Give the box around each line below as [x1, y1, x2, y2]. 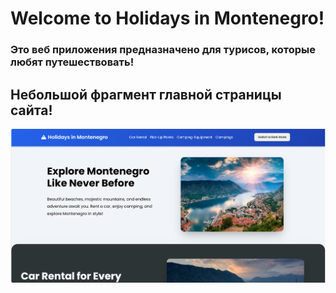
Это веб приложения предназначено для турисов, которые [10, 43, 317, 57]
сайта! [10, 102, 53, 119]
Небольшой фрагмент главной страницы [10, 86, 282, 103]
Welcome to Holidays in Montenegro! [10, 7, 325, 30]
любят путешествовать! [10, 55, 135, 69]
